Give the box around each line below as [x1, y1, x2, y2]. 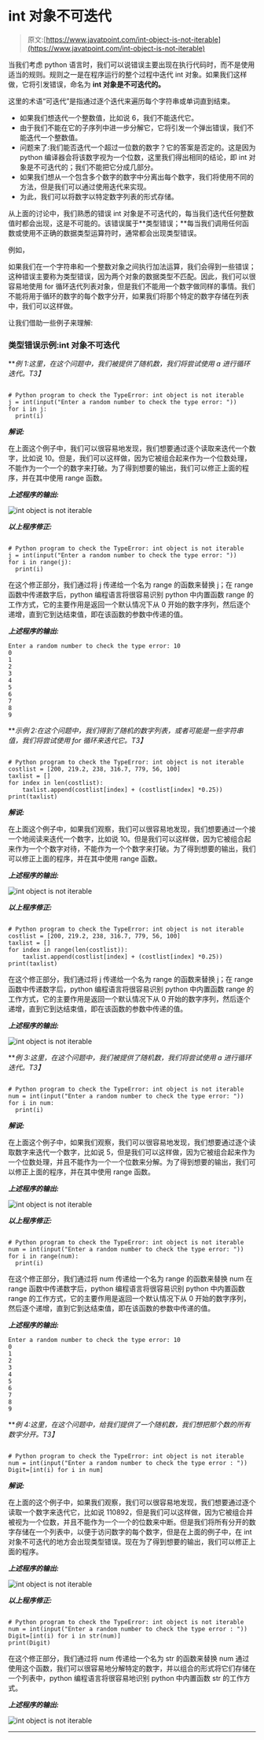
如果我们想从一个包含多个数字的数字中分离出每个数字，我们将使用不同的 [19, 172, 254, 181]
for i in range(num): [8, 1252, 79, 1261]
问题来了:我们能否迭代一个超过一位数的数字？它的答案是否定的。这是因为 [19, 143, 256, 152]
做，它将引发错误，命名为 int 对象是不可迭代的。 [8, 80, 165, 89]
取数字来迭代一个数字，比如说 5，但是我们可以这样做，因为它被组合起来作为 [8, 1147, 255, 1157]
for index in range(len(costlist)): [8, 946, 128, 954]
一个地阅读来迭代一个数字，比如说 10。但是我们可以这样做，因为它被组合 [8, 835, 245, 844]
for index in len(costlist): [8, 779, 104, 787]
